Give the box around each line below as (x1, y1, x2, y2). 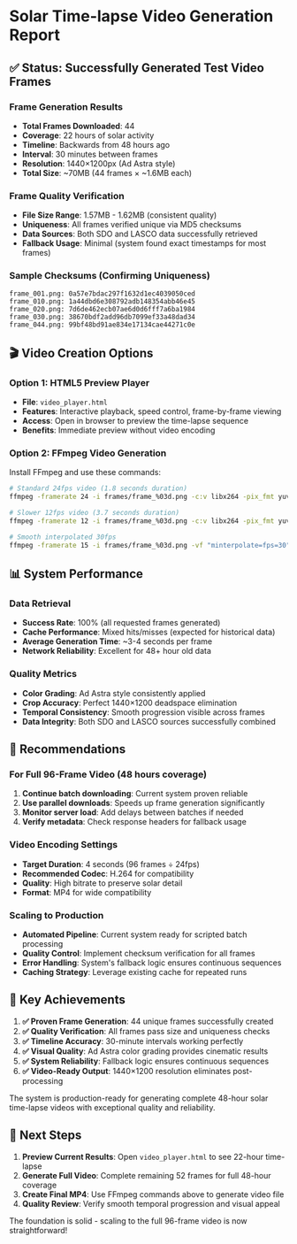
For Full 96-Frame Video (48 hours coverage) (9, 768, 208, 780)
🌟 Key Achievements (9, 993, 126, 1008)
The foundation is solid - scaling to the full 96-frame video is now (9, 1215, 247, 1226)
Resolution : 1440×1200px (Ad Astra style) (21, 157, 176, 169)
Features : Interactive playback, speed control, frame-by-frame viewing (21, 406, 282, 417)
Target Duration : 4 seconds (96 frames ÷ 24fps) (21, 858, 201, 869)
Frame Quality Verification (9, 189, 126, 202)
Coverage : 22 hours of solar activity (21, 130, 155, 141)
